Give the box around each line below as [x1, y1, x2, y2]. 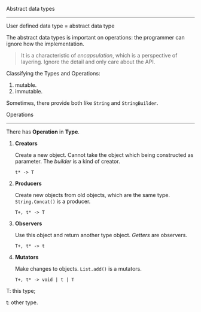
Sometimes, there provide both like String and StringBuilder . [6, 99, 159, 107]
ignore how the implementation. [6, 40, 85, 47]
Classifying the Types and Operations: [6, 70, 100, 77]
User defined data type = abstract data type [6, 22, 115, 29]
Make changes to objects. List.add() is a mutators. [14, 265, 142, 272]
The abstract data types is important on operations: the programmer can [6, 34, 185, 41]
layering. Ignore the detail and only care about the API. [20, 58, 156, 65]
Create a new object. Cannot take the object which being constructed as [14, 152, 194, 158]
